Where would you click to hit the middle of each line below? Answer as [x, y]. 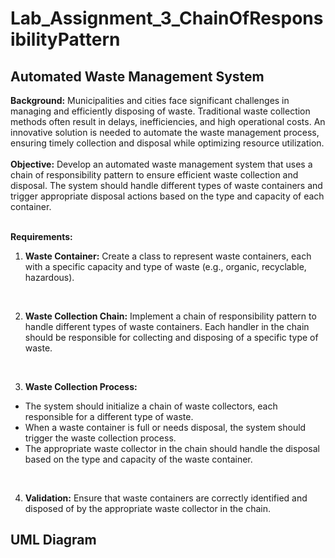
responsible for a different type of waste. [109, 416]
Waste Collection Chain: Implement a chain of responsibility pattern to [170, 316]
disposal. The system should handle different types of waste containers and [166, 185]
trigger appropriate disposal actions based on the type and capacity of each [167, 196]
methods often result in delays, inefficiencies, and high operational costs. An [168, 121]
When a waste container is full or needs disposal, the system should [165, 427]
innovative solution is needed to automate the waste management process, [165, 132]
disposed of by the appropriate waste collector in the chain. [147, 508]
